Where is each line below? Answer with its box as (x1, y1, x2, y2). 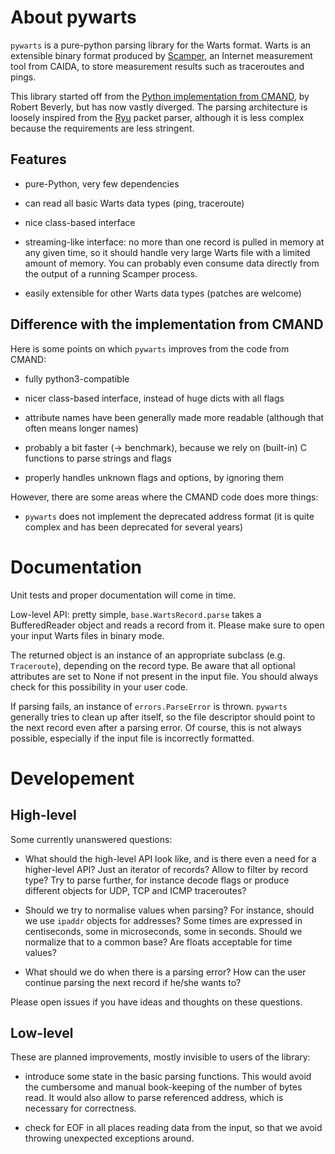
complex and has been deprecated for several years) (24, 521, 244, 533)
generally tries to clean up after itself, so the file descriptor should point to (10, 711, 316, 723)
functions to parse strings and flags (24, 452, 172, 464)
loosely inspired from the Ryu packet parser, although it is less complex (10, 111, 305, 123)
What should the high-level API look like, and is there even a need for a (24, 852, 317, 865)
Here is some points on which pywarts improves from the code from (10, 342, 290, 355)
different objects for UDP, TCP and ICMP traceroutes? (24, 884, 247, 896)
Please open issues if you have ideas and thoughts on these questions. (10, 996, 303, 1008)
